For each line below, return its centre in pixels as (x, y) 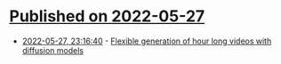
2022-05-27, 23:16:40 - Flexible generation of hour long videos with (147, 41)
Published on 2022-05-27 (107, 16)
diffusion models (53, 50)
